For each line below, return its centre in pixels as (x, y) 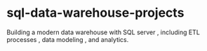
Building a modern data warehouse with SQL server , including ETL (103, 32)
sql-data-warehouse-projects (95, 13)
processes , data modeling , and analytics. (68, 39)
